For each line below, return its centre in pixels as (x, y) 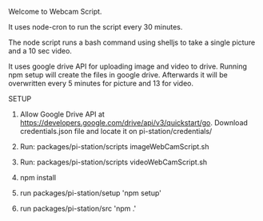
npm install (38, 178)
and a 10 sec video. (40, 51)
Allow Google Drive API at (62, 114)
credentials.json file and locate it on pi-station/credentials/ (116, 131)
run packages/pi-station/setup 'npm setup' (90, 193)
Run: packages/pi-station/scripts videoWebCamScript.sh (114, 162)
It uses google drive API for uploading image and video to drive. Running (128, 66)
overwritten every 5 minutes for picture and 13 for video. (101, 83)
